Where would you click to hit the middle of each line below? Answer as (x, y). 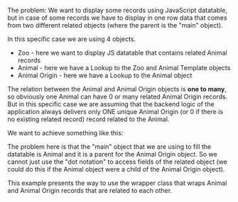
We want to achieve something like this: (65, 133)
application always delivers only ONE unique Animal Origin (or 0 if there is (115, 112)
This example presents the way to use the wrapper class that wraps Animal (117, 183)
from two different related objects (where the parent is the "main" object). (115, 25)
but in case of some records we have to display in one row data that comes (117, 18)
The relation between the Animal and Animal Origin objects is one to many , (117, 89)
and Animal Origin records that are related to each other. (90, 190)
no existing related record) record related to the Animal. (88, 119)
